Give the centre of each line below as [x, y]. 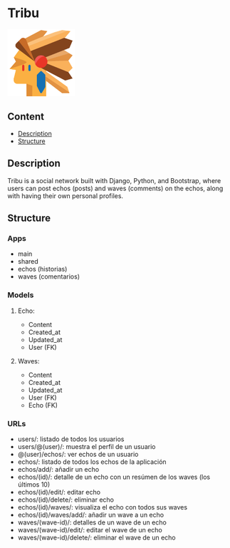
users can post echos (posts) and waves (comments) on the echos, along [115, 188]
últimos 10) [34, 485]
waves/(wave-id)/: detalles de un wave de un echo [92, 522]
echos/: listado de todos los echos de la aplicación [92, 462]
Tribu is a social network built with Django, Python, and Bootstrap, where [114, 180]
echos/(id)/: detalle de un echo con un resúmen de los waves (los [114, 477]
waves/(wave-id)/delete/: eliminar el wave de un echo [96, 538]
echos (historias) [42, 269]
